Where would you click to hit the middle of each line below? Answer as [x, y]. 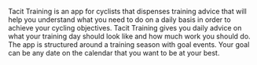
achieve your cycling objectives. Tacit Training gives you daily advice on [125, 28]
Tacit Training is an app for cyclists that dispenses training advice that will [128, 11]
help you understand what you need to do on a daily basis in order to [119, 20]
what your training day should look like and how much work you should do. [129, 36]
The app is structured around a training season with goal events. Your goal [129, 45]
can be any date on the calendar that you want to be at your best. [114, 53]
